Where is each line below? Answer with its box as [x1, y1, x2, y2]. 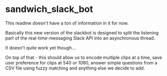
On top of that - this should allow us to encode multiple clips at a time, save [5, 54, 162, 60]
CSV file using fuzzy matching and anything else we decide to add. [5, 65, 145, 71]
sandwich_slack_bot [5, 3, 94, 15]
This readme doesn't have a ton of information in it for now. [5, 20, 129, 26]
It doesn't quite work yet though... [5, 44, 76, 50]
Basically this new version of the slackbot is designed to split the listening [5, 29, 159, 35]
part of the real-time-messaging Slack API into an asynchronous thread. [5, 35, 155, 41]
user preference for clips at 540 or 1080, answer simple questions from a [5, 59, 158, 65]
